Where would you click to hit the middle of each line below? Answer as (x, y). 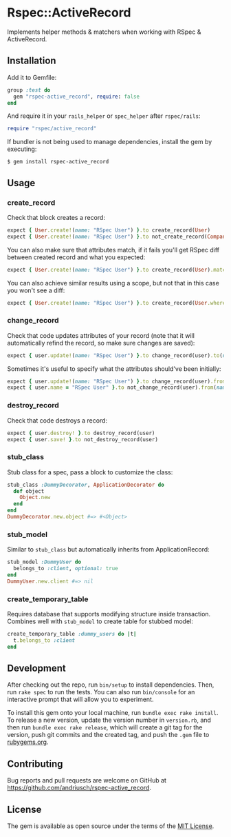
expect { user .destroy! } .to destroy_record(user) (81, 433)
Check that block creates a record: (56, 217)
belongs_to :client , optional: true (66, 569)
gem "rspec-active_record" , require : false (76, 97)
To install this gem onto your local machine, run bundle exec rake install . (113, 713)
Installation (32, 61)
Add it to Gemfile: (32, 77)
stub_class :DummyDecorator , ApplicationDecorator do (86, 485)
